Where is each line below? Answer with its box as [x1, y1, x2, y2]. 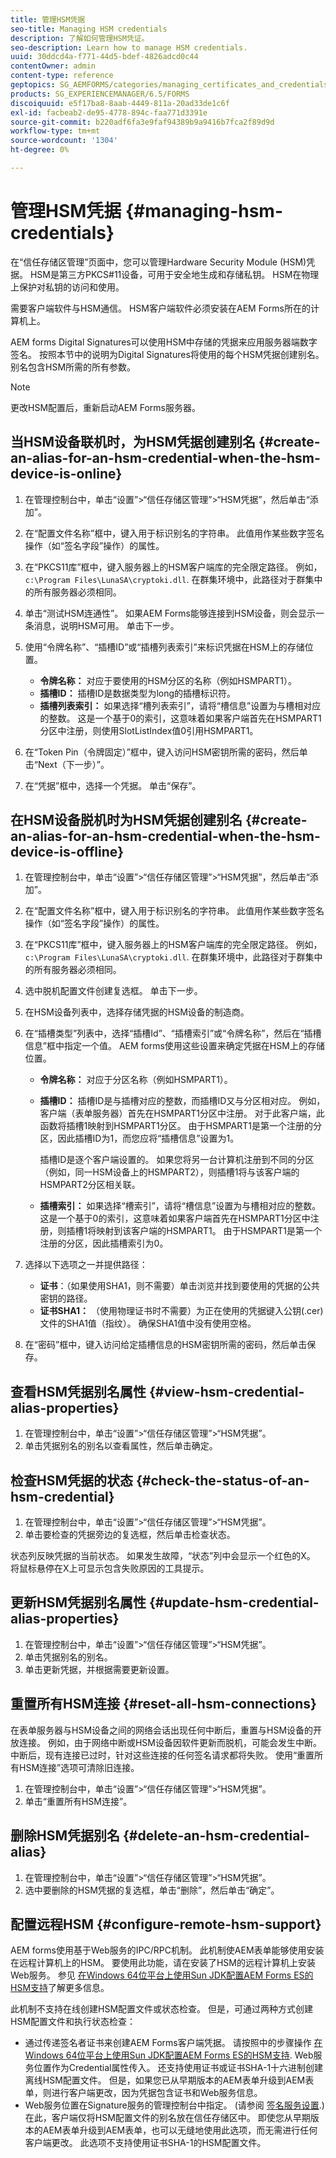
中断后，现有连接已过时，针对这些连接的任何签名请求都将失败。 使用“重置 [10, 1749, 315, 1761]
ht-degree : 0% [10, 145, 70, 155]
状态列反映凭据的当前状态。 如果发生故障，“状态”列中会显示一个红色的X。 [10, 1550, 316, 1562]
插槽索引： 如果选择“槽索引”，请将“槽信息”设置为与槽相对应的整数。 [39, 1200, 322, 1212]
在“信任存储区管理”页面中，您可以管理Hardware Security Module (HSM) [10, 256, 307, 268]
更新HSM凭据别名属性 [10, 1594, 147, 1611]
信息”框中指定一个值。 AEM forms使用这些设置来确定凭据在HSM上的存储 [24, 1040, 325, 1052]
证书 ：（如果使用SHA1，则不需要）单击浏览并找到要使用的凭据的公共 [39, 1280, 320, 1292]
